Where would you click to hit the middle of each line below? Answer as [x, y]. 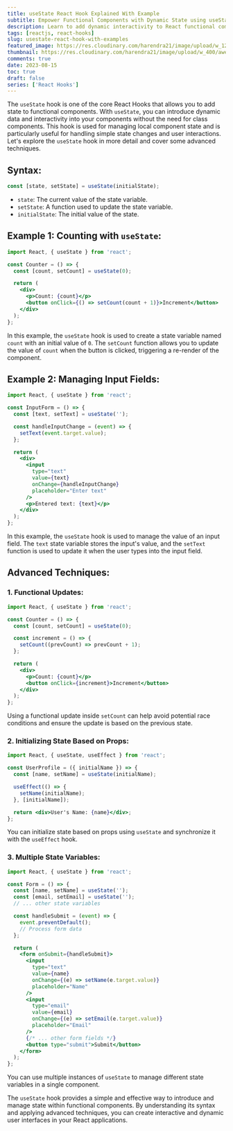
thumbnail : [23, 53]
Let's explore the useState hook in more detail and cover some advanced [112, 141]
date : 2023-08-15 [32, 65]
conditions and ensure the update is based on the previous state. [100, 723]
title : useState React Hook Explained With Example [83, 14]
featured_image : [31, 46]
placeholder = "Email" [62, 1026]
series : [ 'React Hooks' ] [43, 85]
